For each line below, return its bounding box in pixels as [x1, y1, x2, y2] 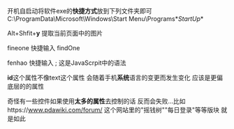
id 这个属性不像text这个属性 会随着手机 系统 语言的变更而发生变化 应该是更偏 [7, 73, 224, 82]
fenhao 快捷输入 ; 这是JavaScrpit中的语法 [7, 59, 127, 67]
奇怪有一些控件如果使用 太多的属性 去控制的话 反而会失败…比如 [7, 97, 187, 105]
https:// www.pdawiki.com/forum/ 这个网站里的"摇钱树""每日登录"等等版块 [7, 106, 220, 114]
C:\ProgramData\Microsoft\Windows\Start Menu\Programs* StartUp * [7, 15, 204, 23]
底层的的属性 [7, 82, 44, 90]
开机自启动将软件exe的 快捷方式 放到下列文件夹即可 [7, 7, 152, 15]
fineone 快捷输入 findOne [7, 44, 80, 52]
